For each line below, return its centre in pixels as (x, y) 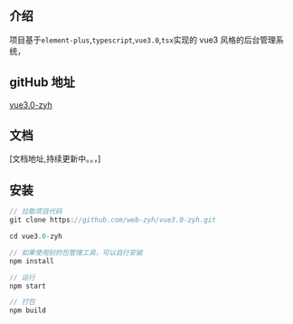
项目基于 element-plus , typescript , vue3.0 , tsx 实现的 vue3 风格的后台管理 (142, 40)
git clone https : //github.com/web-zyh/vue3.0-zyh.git (113, 220)
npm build (28, 310)
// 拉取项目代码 (36, 212)
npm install (32, 261)
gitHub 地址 (42, 83)
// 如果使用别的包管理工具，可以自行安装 (76, 253)
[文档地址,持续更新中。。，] (55, 159)
